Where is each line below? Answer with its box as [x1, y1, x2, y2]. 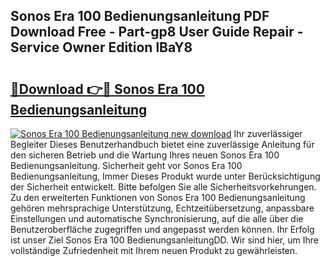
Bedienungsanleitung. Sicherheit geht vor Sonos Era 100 [10, 160, 243, 171]
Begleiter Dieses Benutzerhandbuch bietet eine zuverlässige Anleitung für [10, 139, 315, 150]
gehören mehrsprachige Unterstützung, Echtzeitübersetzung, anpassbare [10, 202, 315, 214]
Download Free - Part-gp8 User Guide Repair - [10, 24, 304, 41]
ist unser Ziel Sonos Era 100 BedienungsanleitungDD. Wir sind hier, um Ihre [10, 234, 319, 246]
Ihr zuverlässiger [233, 128, 303, 139]
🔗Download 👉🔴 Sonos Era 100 [10, 80, 205, 98]
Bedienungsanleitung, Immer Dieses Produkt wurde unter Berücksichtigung [10, 170, 321, 182]
